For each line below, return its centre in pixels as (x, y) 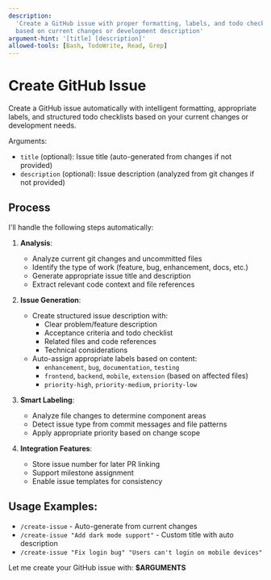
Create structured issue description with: (100, 315)
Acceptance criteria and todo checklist (108, 333)
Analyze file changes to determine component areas (119, 415)
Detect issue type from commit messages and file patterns (129, 424)
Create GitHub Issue (77, 86)
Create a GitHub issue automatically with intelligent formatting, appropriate (132, 108)
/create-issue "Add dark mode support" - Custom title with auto (127, 535)
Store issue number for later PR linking (96, 464)
